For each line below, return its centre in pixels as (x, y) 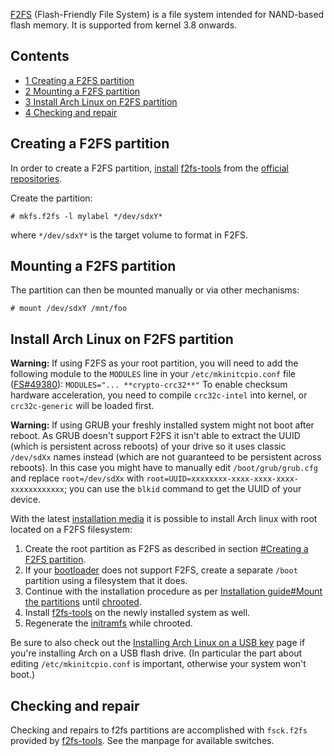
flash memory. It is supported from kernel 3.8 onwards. (124, 25)
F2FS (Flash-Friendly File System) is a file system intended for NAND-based (167, 14)
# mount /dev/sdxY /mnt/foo (69, 309)
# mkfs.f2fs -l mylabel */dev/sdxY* (86, 216)
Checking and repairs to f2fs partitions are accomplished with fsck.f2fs (159, 730)
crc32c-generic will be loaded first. (82, 406)
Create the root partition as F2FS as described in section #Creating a (166, 549)
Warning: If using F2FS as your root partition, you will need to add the (154, 363)
